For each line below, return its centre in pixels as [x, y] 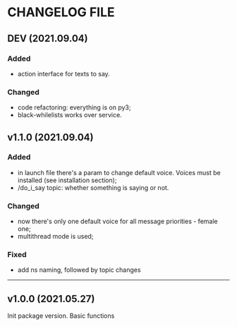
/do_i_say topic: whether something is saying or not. [93, 187]
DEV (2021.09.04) [48, 38]
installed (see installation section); [67, 180]
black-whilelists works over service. [69, 115]
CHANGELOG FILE [61, 12]
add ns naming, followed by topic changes [79, 270]
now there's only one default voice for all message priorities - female [117, 221]
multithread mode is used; [55, 237]
